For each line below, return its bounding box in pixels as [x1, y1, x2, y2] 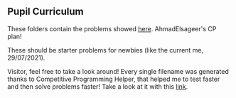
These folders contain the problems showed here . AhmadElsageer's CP [7, 24, 217, 33]
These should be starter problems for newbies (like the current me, [7, 45, 204, 54]
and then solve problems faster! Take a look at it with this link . [7, 82, 188, 91]
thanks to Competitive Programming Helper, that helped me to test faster [7, 75, 220, 83]
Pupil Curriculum [7, 6, 84, 18]
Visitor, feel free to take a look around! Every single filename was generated [7, 67, 230, 75]
